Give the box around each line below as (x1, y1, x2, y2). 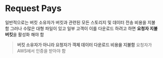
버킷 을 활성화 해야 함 (5, 31, 44, 37)
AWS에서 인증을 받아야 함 (17, 48, 66, 54)
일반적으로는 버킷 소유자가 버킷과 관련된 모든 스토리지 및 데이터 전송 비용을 (5, 19, 147, 25)
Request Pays (5, 3, 62, 14)
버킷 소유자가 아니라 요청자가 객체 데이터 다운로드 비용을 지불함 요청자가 (17, 42, 152, 47)
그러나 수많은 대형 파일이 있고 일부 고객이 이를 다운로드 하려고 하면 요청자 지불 (10, 25, 158, 31)
